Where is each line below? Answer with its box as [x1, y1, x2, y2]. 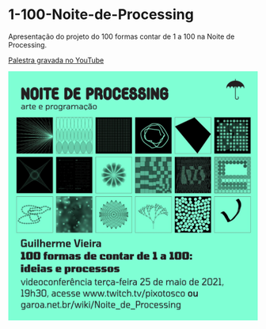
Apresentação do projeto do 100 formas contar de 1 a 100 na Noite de [8, 32, 235, 41]
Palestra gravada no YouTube [8, 55, 104, 65]
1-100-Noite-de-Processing [8, 6, 194, 24]
